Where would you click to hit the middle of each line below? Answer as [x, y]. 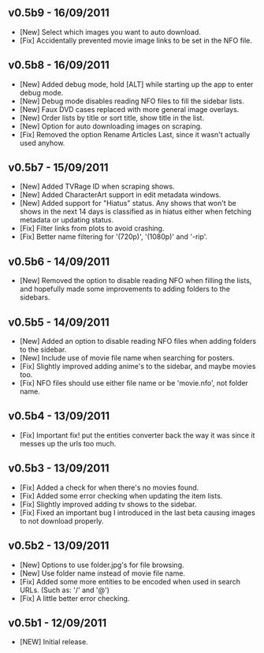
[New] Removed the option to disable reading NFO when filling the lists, [136, 281]
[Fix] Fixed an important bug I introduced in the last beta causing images [138, 513]
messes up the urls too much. [68, 443]
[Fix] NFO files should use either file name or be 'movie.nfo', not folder [134, 383]
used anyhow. [42, 143]
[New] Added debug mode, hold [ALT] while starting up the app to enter [136, 84]
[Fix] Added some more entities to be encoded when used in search [130, 581]
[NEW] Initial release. [54, 642]
